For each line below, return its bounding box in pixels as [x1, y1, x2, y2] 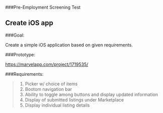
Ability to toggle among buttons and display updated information [25, 91, 158, 97]
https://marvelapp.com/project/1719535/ [5, 61, 89, 67]
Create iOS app [5, 19, 54, 27]
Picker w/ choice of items [25, 80, 78, 87]
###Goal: [5, 32, 25, 38]
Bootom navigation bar [25, 86, 72, 92]
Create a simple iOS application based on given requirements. [5, 42, 133, 48]
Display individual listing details [25, 102, 90, 108]
